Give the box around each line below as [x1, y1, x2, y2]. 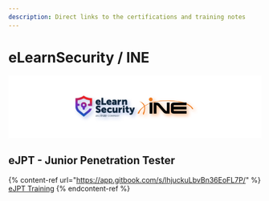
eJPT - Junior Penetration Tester [8, 154, 175, 167]
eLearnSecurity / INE [8, 48, 150, 66]
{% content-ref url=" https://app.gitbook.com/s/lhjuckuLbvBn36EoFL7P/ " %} [8, 175, 261, 184]
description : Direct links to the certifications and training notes [8, 13, 247, 21]
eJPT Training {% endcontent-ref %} [8, 183, 131, 193]
